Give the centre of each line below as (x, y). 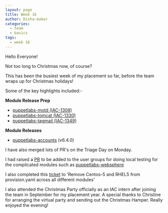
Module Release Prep (28, 100)
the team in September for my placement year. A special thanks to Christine (83, 195)
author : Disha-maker (27, 19)
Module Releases (23, 130)
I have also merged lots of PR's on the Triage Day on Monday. (69, 150)
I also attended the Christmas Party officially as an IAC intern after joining (80, 189)
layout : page (19, 10)
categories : (17, 24)
